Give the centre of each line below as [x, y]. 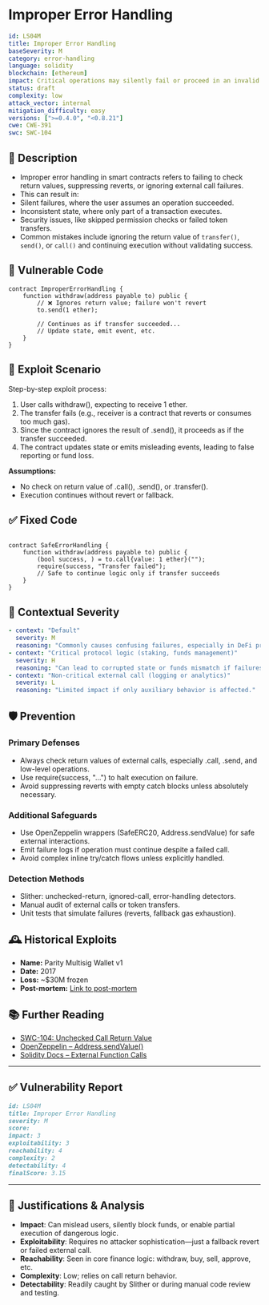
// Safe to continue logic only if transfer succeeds [128, 574]
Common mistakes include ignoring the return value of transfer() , [130, 237]
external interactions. [55, 841]
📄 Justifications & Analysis [77, 1205]
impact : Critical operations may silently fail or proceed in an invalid [134, 81]
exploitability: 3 [39, 1143]
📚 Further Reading [56, 1015]
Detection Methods [46, 879]
